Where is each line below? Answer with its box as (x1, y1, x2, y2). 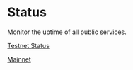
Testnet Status (7, 41, 50, 49)
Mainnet (7, 54, 32, 64)
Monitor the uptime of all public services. (7, 28, 127, 36)
